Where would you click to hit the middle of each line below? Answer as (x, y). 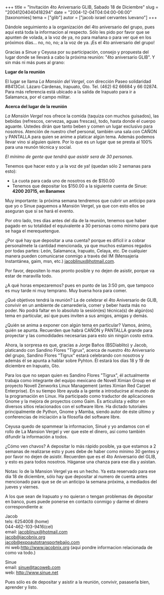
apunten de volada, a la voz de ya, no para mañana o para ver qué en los (78, 37)
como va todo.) (20, 553)
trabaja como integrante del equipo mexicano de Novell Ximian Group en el (81, 380)
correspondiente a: (24, 507)
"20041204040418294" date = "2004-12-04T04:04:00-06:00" (69, 12)
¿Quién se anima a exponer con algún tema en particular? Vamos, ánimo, (78, 325)
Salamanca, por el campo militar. (38, 97)
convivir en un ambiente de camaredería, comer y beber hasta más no (76, 305)
